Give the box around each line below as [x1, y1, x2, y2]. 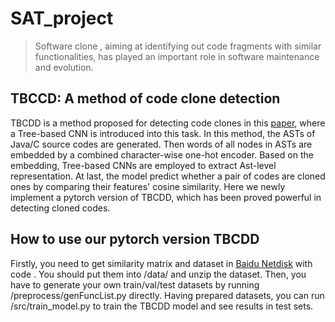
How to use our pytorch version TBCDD [10, 231, 260, 248]
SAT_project [10, 7, 114, 30]
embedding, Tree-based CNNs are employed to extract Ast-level [10, 159, 277, 171]
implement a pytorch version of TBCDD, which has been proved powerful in [10, 191, 322, 203]
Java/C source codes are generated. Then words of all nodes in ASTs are [10, 138, 313, 150]
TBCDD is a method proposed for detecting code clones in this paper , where [10, 117, 326, 129]
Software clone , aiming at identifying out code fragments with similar [34, 40, 322, 52]
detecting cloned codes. [10, 202, 111, 214]
